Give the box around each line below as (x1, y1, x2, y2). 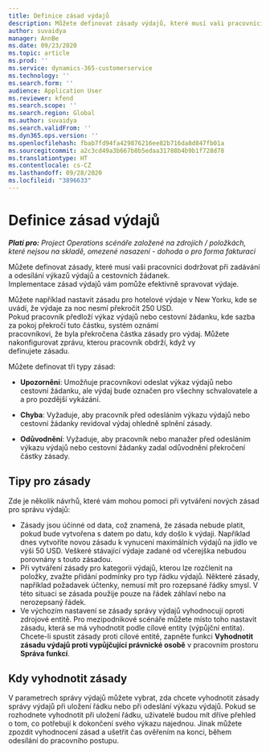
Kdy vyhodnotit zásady (8, 672, 128, 685)
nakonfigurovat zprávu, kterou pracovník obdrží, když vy (8, 337, 196, 347)
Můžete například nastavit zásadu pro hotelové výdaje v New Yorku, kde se (8, 295, 257, 304)
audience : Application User (8, 86, 103, 95)
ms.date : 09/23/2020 (8, 42, 78, 50)
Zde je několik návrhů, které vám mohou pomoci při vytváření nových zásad (8, 496, 260, 506)
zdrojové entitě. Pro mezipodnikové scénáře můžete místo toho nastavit (19, 614, 257, 624)
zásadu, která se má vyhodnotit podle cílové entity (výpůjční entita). (19, 623, 245, 632)
